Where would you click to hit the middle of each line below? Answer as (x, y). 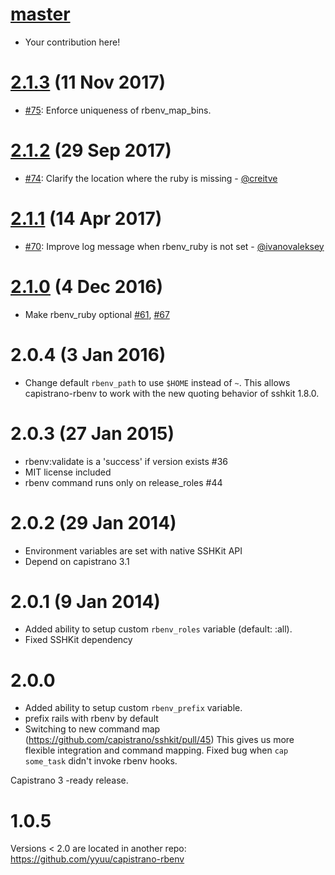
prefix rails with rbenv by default (91, 719)
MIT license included (68, 472)
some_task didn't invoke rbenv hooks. (101, 761)
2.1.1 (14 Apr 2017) (86, 219)
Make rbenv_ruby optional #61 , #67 (97, 314)
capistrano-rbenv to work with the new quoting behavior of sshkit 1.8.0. (172, 393)
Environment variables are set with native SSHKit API (133, 550)
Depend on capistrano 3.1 (77, 561)
